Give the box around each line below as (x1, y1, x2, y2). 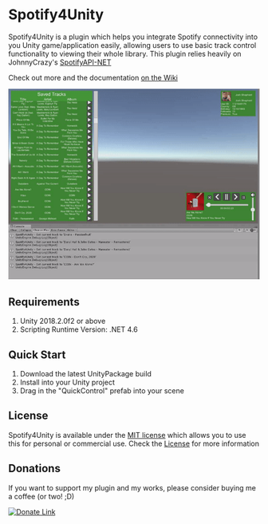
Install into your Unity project (19, 377, 116, 387)
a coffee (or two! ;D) (8, 491, 75, 501)
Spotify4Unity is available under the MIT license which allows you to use (8, 430, 246, 439)
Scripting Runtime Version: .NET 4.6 (19, 325, 138, 334)
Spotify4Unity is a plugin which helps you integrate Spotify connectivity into (8, 32, 258, 41)
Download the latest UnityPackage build (19, 368, 152, 378)
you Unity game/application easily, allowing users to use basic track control (8, 40, 257, 49)
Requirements (8, 295, 80, 309)
